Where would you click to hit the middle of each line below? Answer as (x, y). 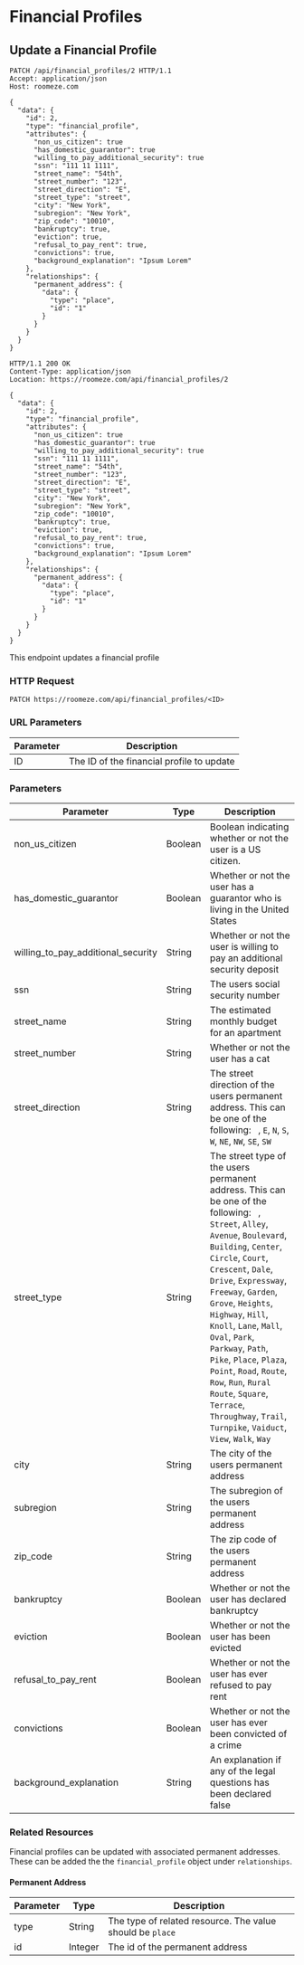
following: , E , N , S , (249, 1130)
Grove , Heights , (241, 1303)
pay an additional (246, 958)
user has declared (248, 1599)
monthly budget (243, 1021)
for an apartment (246, 1032)
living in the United (249, 909)
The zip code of (243, 1539)
